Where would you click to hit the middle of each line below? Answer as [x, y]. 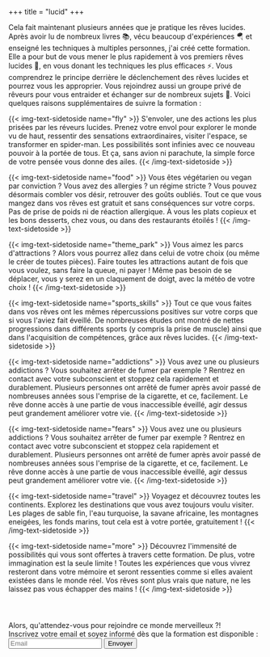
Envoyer [120, 643]
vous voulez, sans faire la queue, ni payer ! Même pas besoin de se [120, 270]
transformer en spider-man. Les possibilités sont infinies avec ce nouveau [132, 144]
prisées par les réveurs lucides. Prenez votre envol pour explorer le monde [133, 127]
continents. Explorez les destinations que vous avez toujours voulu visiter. [131, 505]
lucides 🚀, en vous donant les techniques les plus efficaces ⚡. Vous [120, 65]
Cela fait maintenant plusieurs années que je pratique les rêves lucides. [127, 27]
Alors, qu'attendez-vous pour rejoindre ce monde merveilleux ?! [115, 625]
